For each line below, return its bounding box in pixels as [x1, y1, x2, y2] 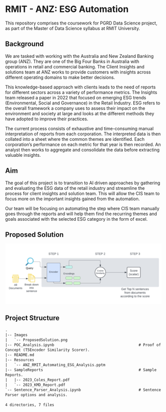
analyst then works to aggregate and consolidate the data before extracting [5, 146, 160, 153]
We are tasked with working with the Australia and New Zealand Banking [5, 53, 154, 59]
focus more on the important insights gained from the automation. [5, 196, 140, 202]
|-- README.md [5, 353, 35, 358]
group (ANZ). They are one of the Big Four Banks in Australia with [5, 58, 140, 64]
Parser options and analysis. [5, 393, 68, 398]
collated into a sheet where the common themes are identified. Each [5, 136, 145, 142]
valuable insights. [5, 152, 41, 158]
